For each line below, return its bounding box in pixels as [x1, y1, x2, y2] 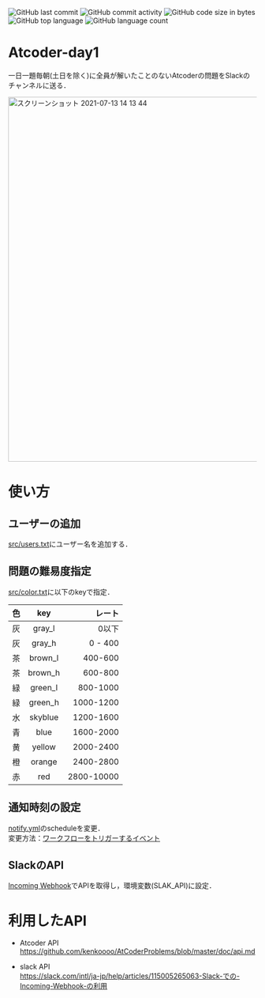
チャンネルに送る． [8, 80, 71, 90]
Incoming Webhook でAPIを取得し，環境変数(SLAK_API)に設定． [8, 881, 216, 890]
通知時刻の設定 [8, 801, 81, 815]
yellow [32, 741, 57, 752]
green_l [30, 682, 58, 693]
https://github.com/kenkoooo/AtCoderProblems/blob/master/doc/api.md [19, 947, 256, 956]
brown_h [28, 667, 61, 678]
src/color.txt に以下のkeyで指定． [8, 587, 114, 596]
